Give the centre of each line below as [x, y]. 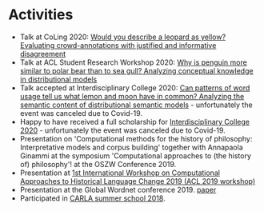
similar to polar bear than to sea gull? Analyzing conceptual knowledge [136, 70]
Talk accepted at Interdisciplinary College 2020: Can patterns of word [135, 88]
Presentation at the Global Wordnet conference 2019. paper [118, 189]
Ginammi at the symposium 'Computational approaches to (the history [136, 155]
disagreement [43, 54]
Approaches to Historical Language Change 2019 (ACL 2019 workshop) [138, 181]
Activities [41, 15]
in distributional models [58, 79]
